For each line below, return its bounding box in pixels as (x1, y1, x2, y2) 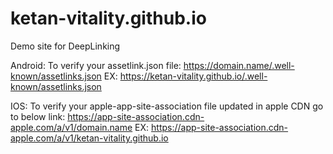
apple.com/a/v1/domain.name (10, 121, 133, 133)
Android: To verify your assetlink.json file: (10, 59, 182, 71)
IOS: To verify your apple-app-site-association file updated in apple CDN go (10, 100, 324, 112)
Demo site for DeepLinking (10, 40, 121, 52)
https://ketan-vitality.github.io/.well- (119, 70, 268, 82)
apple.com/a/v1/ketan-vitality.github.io (10, 132, 169, 144)
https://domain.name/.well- (183, 59, 295, 71)
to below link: (10, 110, 66, 122)
